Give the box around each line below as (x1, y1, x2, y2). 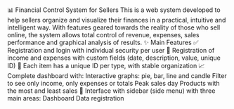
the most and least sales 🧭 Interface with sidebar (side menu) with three (7, 86, 216, 95)
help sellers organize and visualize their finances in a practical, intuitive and (7, 16, 226, 24)
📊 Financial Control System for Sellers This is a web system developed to (7, 6, 221, 14)
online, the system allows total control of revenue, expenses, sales (7, 31, 200, 39)
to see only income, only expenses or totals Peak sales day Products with (7, 79, 220, 87)
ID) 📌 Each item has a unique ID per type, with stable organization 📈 (7, 62, 205, 70)
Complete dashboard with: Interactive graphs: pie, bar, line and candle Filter (7, 72, 227, 79)
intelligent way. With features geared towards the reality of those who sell (7, 23, 221, 32)
